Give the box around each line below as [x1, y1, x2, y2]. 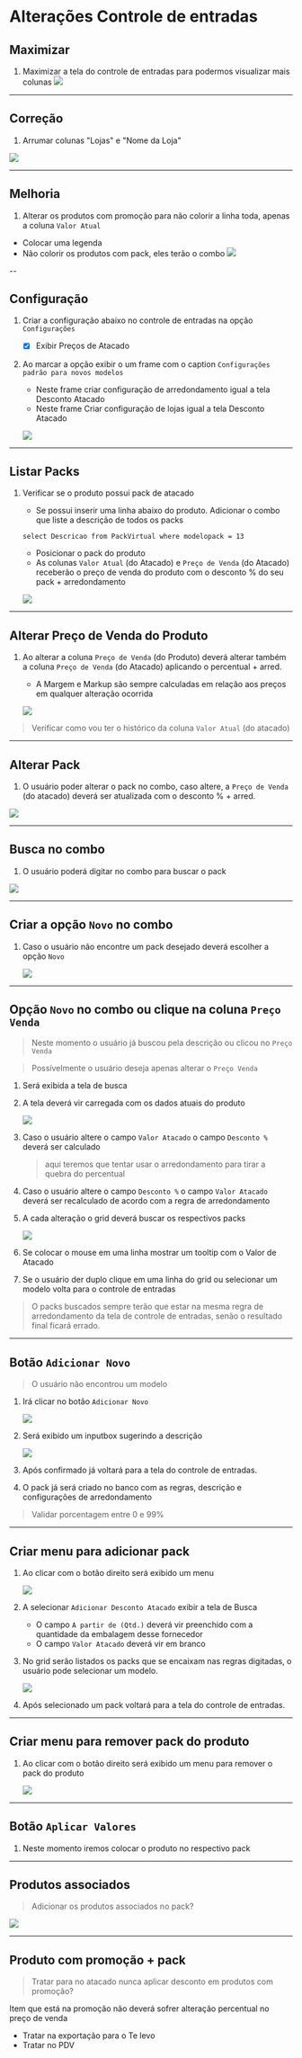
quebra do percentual [44, 1168, 126, 1179]
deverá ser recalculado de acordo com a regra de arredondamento [22, 1195, 271, 1206]
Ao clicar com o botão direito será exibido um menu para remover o [22, 1758, 273, 1768]
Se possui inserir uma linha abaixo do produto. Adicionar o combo [35, 506, 280, 516]
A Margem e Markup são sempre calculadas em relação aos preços [35, 679, 287, 690]
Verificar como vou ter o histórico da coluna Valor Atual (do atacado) [31, 722, 290, 734]
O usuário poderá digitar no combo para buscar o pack [22, 865, 226, 876]
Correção [9, 111, 64, 127]
